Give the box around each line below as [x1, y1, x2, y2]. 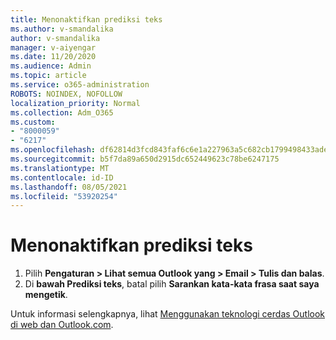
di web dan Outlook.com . [10, 319, 114, 331]
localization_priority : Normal [10, 98, 141, 108]
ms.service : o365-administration [10, 80, 150, 90]
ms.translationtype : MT [10, 163, 110, 173]
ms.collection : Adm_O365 [10, 107, 114, 118]
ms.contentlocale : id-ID [10, 172, 114, 183]
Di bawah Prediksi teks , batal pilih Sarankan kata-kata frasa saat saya [24, 278, 320, 290]
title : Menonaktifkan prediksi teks [10, 14, 163, 25]
